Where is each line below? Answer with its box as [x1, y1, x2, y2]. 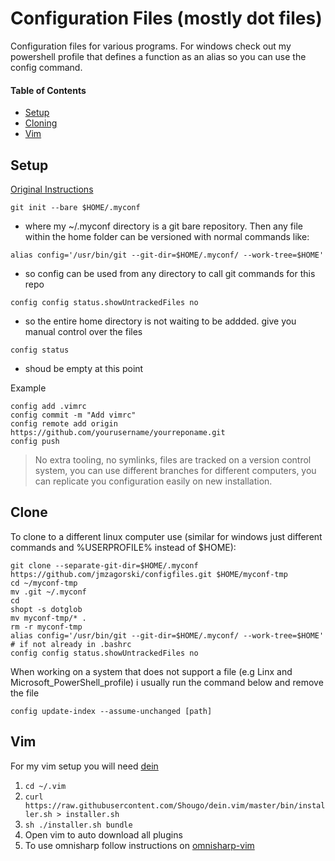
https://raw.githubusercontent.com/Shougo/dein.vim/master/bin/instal [24, 800, 326, 811]
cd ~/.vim [24, 781, 67, 791]
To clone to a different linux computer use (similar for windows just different [10, 530, 323, 542]
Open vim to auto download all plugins [24, 828, 183, 841]
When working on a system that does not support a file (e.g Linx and [10, 665, 293, 677]
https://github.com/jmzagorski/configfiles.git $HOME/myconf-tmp [10, 569, 288, 579]
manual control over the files [24, 325, 143, 337]
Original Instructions [10, 183, 94, 195]
